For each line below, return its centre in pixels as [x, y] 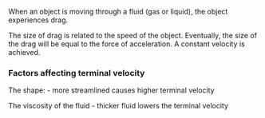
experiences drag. [38, 20]
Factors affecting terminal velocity [77, 73]
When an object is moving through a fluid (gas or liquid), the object [118, 12]
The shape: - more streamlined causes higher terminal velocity [111, 90]
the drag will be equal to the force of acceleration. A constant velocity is [127, 44]
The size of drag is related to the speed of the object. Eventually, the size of [133, 35]
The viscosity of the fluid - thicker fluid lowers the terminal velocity [119, 106]
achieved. [24, 52]
